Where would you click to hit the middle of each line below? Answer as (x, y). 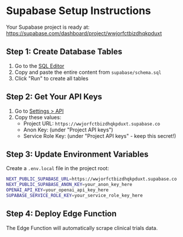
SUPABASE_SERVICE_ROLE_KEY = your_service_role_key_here (74, 195)
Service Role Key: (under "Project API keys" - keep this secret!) (100, 136)
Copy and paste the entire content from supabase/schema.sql (88, 72)
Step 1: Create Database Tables (64, 52)
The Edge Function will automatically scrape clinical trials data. (82, 228)
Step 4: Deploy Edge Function (62, 214)
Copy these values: (38, 117)
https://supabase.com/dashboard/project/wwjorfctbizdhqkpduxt (84, 33)
